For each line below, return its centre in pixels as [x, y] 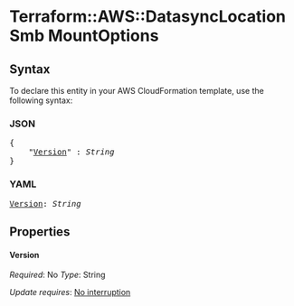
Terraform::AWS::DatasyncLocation [148, 17]
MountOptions [104, 36]
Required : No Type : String [57, 275]
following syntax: [41, 100]
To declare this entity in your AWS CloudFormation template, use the [137, 91]
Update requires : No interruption [70, 292]
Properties [40, 232]
